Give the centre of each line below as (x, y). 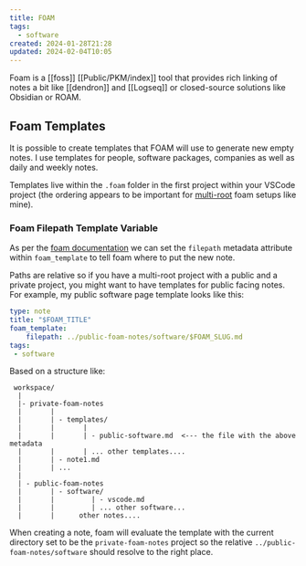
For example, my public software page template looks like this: (127, 295)
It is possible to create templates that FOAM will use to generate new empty (152, 148)
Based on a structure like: (58, 372)
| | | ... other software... (101, 508)
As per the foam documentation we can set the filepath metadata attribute (151, 248)
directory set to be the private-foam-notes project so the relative (131, 542)
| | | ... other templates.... (101, 452)
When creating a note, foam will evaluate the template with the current (142, 533)
